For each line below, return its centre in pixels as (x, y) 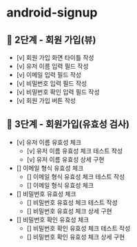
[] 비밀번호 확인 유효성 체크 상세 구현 (76, 237)
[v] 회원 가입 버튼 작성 (46, 100)
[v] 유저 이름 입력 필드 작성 (52, 66)
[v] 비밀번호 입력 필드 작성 (52, 83)
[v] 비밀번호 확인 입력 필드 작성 (58, 92)
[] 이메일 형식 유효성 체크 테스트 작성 (76, 176)
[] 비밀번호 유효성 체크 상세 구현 (69, 211)
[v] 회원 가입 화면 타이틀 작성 (55, 57)
